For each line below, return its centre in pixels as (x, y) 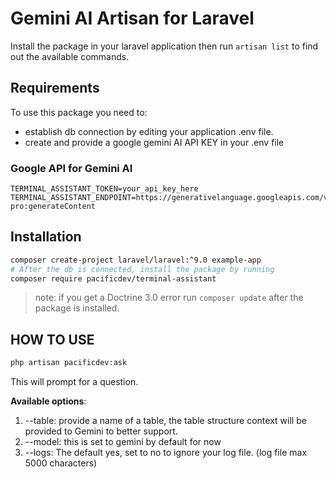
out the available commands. (70, 56)
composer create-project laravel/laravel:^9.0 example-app (136, 260)
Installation (46, 237)
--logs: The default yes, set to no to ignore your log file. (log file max (166, 453)
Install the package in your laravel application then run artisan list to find (164, 46)
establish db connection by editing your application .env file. (149, 131)
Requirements (55, 88)
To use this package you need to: (79, 112)
